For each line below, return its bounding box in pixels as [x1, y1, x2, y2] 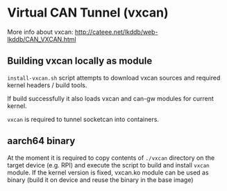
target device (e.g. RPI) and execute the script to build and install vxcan [7, 161, 210, 169]
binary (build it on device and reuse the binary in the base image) [7, 175, 194, 184]
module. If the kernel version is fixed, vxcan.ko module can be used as [7, 168, 210, 176]
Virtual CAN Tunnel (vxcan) [7, 5, 169, 21]
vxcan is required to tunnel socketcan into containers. [7, 115, 160, 123]
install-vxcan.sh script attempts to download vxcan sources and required [7, 73, 221, 82]
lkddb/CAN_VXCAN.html [7, 35, 76, 43]
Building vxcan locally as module [7, 55, 153, 67]
